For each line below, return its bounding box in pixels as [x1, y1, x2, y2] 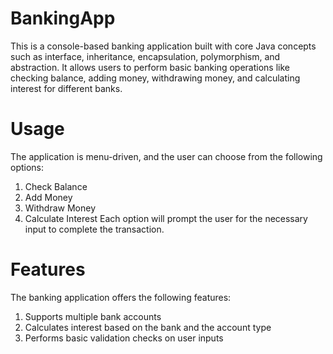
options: [10, 161, 45, 173]
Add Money [24, 191, 73, 203]
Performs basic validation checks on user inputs [24, 332, 224, 344]
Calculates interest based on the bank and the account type [24, 321, 272, 333]
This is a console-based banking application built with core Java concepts [10, 40, 317, 52]
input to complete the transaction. [24, 223, 165, 235]
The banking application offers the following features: [10, 291, 232, 303]
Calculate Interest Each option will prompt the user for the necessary [24, 212, 308, 224]
